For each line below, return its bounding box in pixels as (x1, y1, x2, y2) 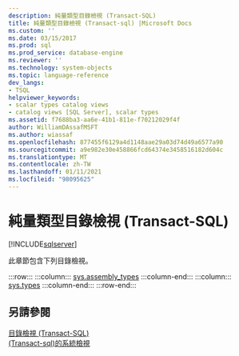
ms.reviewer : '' (8, 57, 62, 65)
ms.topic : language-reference (8, 71, 110, 79)
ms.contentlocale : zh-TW (8, 161, 91, 169)
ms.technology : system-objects (8, 64, 113, 72)
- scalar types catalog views (8, 101, 110, 109)
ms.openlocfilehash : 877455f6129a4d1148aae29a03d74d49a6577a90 (8, 138, 224, 146)
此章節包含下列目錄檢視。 (8, 255, 93, 265)
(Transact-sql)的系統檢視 (8, 338, 90, 348)
